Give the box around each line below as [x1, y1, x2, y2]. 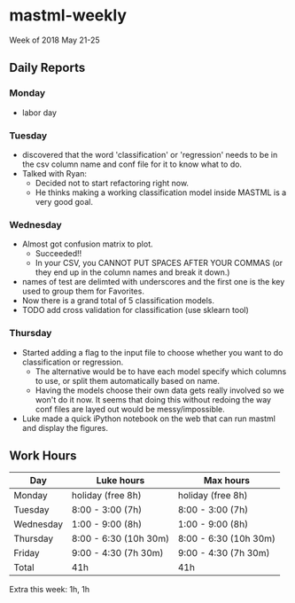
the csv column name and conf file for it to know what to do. [21, 159, 242, 169]
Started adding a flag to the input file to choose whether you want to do [21, 347, 283, 357]
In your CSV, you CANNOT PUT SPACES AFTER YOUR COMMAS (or [35, 258, 283, 269]
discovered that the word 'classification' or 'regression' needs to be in [21, 149, 278, 160]
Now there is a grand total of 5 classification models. [21, 295, 215, 306]
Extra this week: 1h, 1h [9, 584, 90, 595]
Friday [13, 547, 40, 560]
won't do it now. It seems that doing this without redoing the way [35, 394, 272, 404]
